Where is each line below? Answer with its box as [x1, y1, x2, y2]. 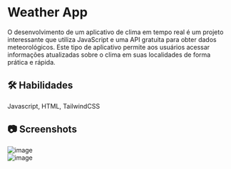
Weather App [7, 4, 88, 21]
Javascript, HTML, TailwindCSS [7, 102, 101, 110]
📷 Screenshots [7, 124, 77, 136]
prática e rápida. [7, 58, 56, 66]
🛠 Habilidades [7, 80, 73, 92]
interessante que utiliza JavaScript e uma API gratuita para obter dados [7, 35, 217, 43]
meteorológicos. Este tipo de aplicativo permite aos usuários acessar [7, 43, 210, 51]
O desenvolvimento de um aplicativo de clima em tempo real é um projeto [7, 28, 224, 36]
